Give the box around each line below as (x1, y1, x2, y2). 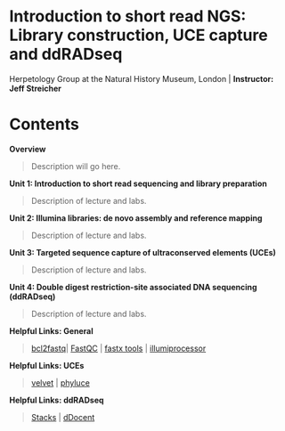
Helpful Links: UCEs (9, 360, 85, 370)
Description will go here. (30, 160, 121, 171)
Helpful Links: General (9, 325, 94, 336)
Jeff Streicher (9, 83, 62, 94)
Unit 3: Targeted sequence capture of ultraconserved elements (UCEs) (9, 247, 276, 257)
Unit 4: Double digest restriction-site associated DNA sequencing (9, 281, 257, 292)
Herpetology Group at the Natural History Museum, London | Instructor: (9, 73, 274, 84)
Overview (9, 143, 46, 154)
